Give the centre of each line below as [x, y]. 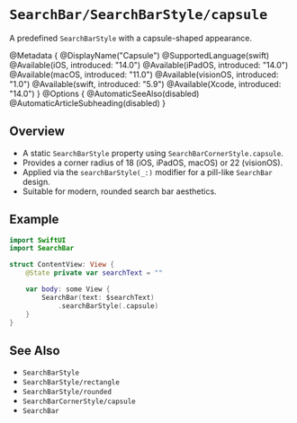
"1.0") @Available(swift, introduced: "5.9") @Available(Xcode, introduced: [145, 84]
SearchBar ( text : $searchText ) [98, 297]
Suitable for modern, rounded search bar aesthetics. [120, 191]
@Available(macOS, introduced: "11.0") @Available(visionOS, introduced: [144, 75]
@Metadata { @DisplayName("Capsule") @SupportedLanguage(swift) [139, 55]
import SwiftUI [38, 240]
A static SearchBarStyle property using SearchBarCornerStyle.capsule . [153, 153]
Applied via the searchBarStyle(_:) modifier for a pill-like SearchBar [147, 172]
